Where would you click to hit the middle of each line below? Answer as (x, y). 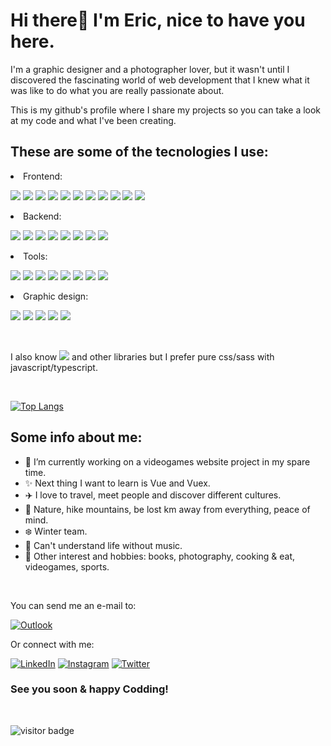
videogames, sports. (67, 566)
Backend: (42, 216)
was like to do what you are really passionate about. (117, 90)
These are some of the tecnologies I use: (139, 152)
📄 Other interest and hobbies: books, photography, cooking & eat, (160, 556)
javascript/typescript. (54, 367)
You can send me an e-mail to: (73, 605)
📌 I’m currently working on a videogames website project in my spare (167, 461)
